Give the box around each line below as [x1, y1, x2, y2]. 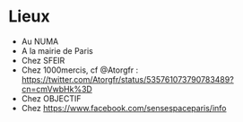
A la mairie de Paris [21, 45, 93, 56]
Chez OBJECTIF [21, 92, 82, 104]
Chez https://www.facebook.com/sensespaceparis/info [21, 102, 227, 113]
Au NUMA [21, 36, 59, 47]
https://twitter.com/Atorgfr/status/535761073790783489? [21, 74, 234, 84]
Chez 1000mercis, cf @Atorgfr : [21, 65, 139, 75]
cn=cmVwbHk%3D [21, 83, 93, 94]
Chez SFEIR [21, 55, 65, 65]
